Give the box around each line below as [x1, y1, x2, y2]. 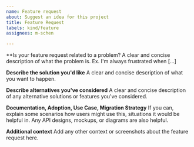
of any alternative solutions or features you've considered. [6, 93, 148, 100]
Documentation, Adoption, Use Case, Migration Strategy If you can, [6, 104, 174, 111]
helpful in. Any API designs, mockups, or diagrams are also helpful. [6, 117, 169, 124]
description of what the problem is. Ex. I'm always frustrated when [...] [6, 58, 176, 65]
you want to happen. [6, 76, 56, 83]
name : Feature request [6, 8, 62, 15]
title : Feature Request [6, 19, 65, 25]
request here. [6, 134, 39, 141]
